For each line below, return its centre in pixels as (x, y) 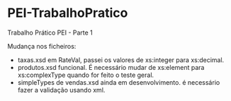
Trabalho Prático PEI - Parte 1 (50, 32)
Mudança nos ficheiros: (42, 46)
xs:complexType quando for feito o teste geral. (86, 75)
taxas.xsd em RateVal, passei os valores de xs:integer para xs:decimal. (121, 60)
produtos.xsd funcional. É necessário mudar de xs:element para (111, 67)
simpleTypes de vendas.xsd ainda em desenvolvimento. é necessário (119, 82)
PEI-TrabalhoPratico (68, 13)
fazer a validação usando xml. (61, 90)
